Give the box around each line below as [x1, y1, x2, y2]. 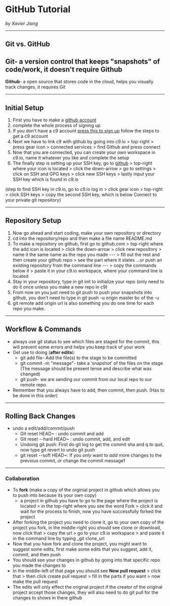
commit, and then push [12, 551, 61, 557]
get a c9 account [12, 133, 48, 139]
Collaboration [5, 475, 39, 482]
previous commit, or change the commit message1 [20, 458, 125, 464]
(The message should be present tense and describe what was [20, 365, 152, 371]
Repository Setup [5, 216, 62, 225]
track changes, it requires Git [5, 84, 66, 90]
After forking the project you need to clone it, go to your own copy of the [12, 519, 164, 525]
